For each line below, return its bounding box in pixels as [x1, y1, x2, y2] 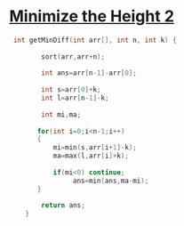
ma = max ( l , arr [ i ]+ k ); [52, 151, 129, 161]
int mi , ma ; [41, 109, 82, 119]
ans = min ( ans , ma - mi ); [72, 176, 149, 185]
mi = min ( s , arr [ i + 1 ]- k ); [52, 143, 138, 152]
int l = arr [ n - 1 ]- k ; [41, 93, 109, 103]
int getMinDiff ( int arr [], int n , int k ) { [12, 36, 177, 44]
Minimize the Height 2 [9, 6, 175, 27]
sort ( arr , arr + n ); [41, 52, 105, 61]
